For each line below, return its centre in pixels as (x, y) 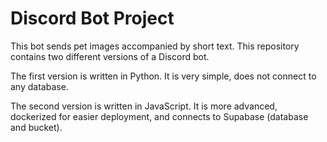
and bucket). (36, 127)
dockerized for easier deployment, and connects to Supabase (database (159, 116)
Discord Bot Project (92, 18)
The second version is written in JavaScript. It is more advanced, (144, 106)
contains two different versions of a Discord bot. (110, 56)
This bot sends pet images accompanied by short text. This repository (155, 46)
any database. (39, 86)
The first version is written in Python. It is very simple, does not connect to (163, 76)
